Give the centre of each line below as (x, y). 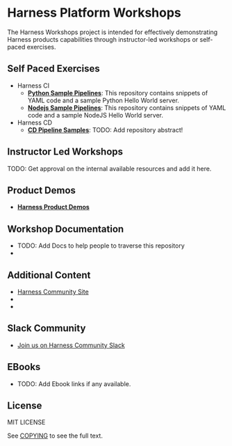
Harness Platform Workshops (94, 13)
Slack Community (47, 328)
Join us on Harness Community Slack (71, 345)
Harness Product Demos (53, 207)
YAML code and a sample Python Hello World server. (103, 100)
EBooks (24, 367)
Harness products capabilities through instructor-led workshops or (103, 39)
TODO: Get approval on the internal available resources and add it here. (109, 168)
